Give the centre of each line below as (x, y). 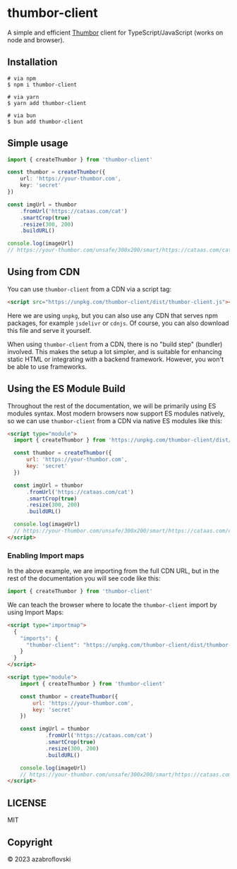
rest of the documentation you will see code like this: (84, 578)
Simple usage (38, 144)
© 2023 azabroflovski (39, 859)
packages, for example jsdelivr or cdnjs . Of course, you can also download (118, 323)
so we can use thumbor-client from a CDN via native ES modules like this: (115, 420)
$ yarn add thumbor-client (47, 103)
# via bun (22, 115)
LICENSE (27, 803)
